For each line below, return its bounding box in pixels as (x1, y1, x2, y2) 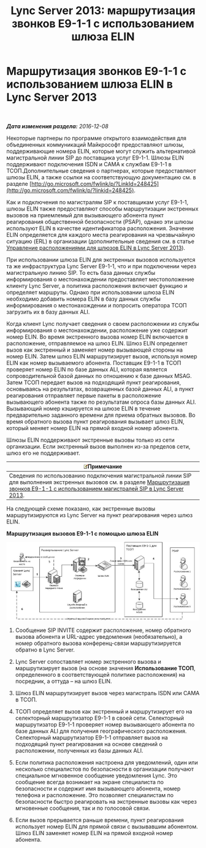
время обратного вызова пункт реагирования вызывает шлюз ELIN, (6, 418, 185, 425)
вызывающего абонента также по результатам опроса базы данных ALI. (6, 398, 196, 406)
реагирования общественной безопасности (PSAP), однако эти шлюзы (6, 218, 193, 225)
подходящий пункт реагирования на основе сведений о (15, 741, 162, 748)
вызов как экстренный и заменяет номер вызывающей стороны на (6, 346, 183, 353)
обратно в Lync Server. (15, 646, 75, 653)
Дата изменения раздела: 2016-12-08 (6, 122, 109, 129)
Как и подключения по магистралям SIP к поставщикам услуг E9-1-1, (6, 198, 189, 206)
